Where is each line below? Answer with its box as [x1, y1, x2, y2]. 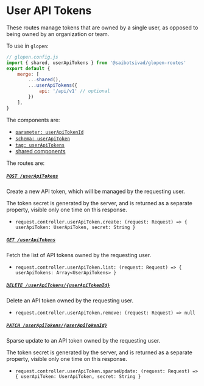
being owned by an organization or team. [6, 30, 110, 37]
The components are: [6, 116, 60, 123]
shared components [15, 147, 66, 155]
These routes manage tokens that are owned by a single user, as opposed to [6, 24, 199, 31]
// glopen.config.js [6, 54, 59, 60]
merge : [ [17, 71, 40, 77]
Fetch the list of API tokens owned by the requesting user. [6, 251, 152, 258]
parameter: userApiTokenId [15, 129, 84, 135]
